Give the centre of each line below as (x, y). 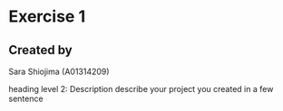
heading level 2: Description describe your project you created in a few (141, 89)
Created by (41, 50)
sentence (26, 98)
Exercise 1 (47, 17)
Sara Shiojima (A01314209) (59, 71)
